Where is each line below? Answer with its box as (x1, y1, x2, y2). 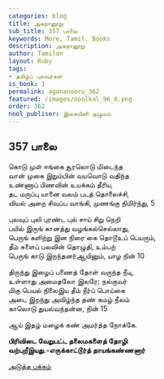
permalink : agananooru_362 (8, 87, 100, 96)
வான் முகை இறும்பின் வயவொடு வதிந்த (8, 170, 130, 180)
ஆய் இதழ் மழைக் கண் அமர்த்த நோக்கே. (8, 320, 138, 329)
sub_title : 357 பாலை (8, 27, 79, 35)
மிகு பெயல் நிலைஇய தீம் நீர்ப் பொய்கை (8, 285, 126, 295)
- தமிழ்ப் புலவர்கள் (8, 72, 63, 80)
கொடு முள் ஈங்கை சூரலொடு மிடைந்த (8, 162, 123, 171)
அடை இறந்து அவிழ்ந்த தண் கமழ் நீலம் (8, 294, 130, 304)
